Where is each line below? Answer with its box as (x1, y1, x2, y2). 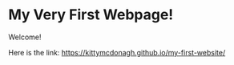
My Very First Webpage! (8, 6, 174, 24)
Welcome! (8, 32, 42, 42)
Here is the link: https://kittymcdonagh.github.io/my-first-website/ (8, 47, 226, 57)
